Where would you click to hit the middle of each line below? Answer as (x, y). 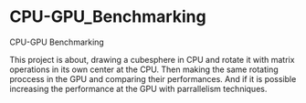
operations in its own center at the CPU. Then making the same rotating (144, 69)
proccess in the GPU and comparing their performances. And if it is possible (153, 78)
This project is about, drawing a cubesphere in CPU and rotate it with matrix (152, 59)
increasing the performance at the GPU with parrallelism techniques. (138, 88)
